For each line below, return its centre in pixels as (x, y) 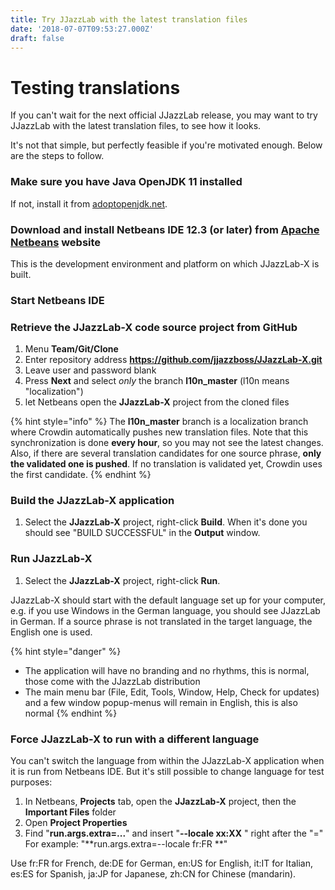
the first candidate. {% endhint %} (81, 475)
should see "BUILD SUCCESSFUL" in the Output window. (142, 533)
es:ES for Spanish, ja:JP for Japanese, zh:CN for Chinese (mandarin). (153, 874)
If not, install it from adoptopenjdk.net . (89, 203)
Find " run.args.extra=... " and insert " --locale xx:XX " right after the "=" (174, 833)
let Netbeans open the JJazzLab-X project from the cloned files (157, 402)
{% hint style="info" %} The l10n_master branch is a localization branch (159, 422)
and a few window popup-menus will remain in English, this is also (161, 702)
